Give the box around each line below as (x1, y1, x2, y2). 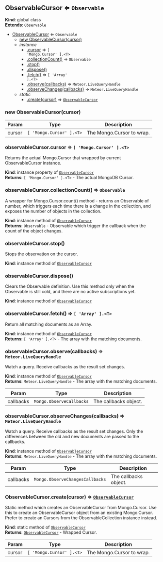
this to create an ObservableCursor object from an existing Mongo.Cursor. (5, 510, 153, 516)
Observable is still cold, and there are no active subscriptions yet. (5, 289, 136, 295)
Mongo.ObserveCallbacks (33, 398, 89, 404)
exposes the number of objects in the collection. (5, 208, 102, 214)
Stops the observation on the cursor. (5, 251, 79, 257)
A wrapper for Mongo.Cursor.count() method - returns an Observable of (5, 198, 149, 203)
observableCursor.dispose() (5, 272, 74, 279)
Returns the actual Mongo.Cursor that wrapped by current (5, 155, 121, 161)
